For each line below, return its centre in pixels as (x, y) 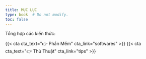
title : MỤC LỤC (21, 10)
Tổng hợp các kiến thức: (30, 34)
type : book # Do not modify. (37, 15)
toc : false (17, 19)
